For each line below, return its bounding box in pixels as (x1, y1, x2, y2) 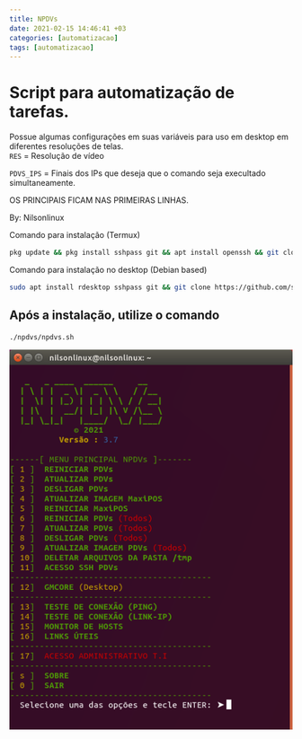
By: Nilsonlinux (9, 212, 65, 224)
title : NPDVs (9, 14, 58, 23)
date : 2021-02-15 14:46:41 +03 (9, 23, 127, 33)
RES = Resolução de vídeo (9, 151, 105, 162)
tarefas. (9, 101, 69, 122)
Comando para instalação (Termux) (9, 230, 141, 241)
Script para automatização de (9, 83, 235, 103)
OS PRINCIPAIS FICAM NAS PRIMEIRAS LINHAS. (9, 195, 189, 206)
